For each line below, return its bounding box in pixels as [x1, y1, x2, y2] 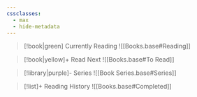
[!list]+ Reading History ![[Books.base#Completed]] [23, 82, 172, 91]
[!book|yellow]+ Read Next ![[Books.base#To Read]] [23, 55, 175, 64]
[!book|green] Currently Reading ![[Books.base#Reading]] [23, 42, 191, 51]
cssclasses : [6, 10, 41, 17]
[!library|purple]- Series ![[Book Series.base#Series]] [23, 69, 177, 77]
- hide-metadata [13, 23, 60, 30]
